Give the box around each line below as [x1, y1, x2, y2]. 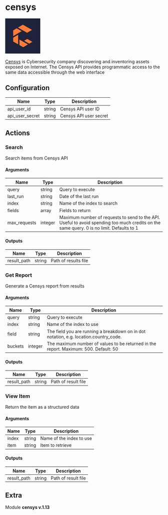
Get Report [5, 271, 32, 278]
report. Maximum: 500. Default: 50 [46, 346, 118, 352]
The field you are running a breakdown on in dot [46, 328, 146, 334]
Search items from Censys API [5, 155, 68, 161]
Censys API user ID [59, 106, 100, 112]
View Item [5, 393, 30, 400]
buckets [7, 343, 24, 350]
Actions [5, 128, 30, 137]
